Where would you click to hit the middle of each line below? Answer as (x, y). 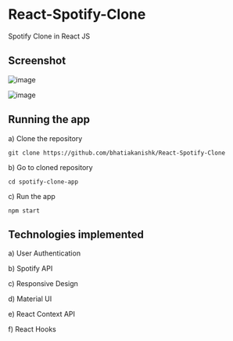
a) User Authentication (44, 253)
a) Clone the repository (45, 138)
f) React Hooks (32, 329)
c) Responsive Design (43, 284)
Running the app (49, 120)
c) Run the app (32, 196)
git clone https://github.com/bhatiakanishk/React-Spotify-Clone (116, 153)
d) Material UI (30, 299)
